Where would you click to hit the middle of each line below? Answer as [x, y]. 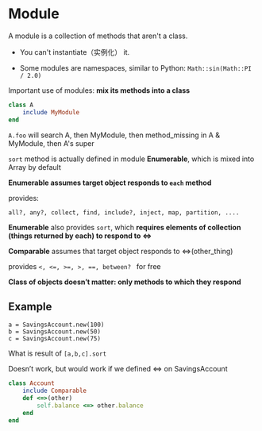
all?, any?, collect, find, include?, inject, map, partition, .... [124, 212]
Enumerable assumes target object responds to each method [110, 183]
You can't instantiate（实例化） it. [75, 52]
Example [30, 306]
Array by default [35, 167]
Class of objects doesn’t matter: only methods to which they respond [125, 282]
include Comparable [55, 391]
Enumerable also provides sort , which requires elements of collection [125, 227]
